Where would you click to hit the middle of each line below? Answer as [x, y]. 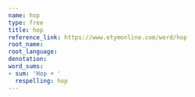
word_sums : [26, 66]
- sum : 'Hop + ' [34, 74]
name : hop [24, 15]
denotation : [27, 59]
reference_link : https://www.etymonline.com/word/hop [98, 37]
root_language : [33, 52]
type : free [26, 23]
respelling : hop [42, 81]
